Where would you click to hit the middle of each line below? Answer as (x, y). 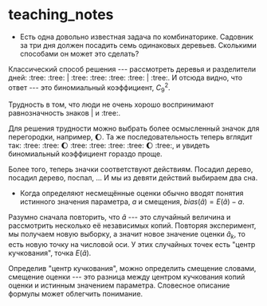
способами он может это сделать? (79, 53)
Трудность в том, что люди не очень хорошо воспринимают (111, 104)
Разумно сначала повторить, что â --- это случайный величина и (120, 218)
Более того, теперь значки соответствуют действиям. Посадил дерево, (131, 170)
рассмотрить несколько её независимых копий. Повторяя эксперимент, (132, 226)
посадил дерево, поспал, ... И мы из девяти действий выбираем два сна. (133, 178)
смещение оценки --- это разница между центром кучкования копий (127, 277)
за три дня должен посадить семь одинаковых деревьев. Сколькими (138, 45)
